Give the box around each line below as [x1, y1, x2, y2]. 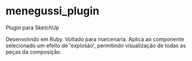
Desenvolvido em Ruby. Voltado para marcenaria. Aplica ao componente [5, 35, 184, 42]
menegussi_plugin [5, 4, 100, 18]
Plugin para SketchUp [5, 24, 59, 31]
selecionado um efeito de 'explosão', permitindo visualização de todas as [5, 42, 186, 49]
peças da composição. [5, 48, 62, 55]
